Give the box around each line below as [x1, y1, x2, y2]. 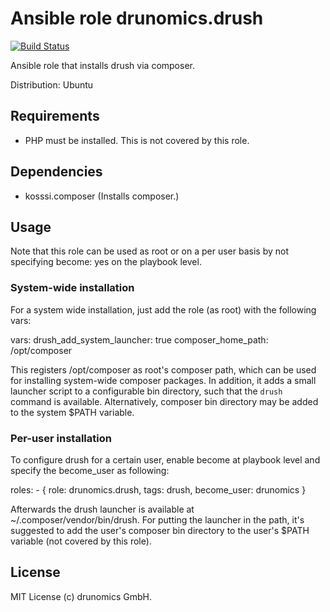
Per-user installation [10, 431, 112, 445]
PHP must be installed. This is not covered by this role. [24, 134, 250, 146]
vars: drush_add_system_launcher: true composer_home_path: [10, 333, 269, 346]
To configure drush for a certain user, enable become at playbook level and [10, 453, 321, 466]
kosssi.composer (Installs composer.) [24, 190, 180, 202]
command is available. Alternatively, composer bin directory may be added [10, 395, 319, 407]
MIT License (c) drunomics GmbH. [10, 590, 152, 602]
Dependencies [10, 163, 103, 181]
